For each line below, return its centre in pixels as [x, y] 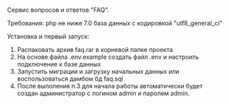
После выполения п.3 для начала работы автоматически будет [110, 86]
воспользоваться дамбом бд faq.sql [70, 79]
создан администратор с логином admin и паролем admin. [103, 93]
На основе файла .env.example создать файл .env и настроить [108, 57]
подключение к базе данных [59, 64]
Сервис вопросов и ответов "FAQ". [58, 10]
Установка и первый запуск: [48, 36]
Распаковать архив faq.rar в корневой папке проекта [95, 50]
